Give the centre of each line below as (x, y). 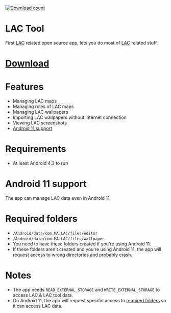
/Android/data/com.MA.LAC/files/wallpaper (58, 239)
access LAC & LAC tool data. (43, 295)
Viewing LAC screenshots (40, 123)
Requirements (36, 149)
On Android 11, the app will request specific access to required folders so (89, 300)
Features (25, 87)
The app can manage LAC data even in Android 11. (58, 198)
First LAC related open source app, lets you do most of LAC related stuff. (82, 43)
